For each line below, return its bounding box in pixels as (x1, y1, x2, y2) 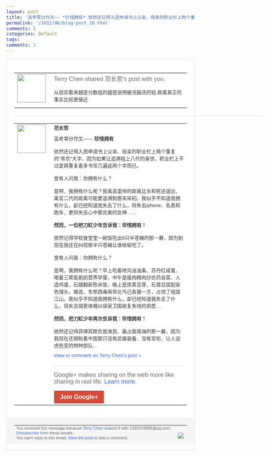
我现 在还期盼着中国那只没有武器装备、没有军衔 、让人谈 (53, 336, 181, 342)
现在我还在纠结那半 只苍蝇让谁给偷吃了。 (53, 242, 147, 248)
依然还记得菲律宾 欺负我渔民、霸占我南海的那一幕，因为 (53, 329, 181, 335)
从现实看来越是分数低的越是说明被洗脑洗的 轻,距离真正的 (53, 89, 182, 96)
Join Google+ (59, 393, 99, 401)
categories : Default (6, 31, 58, 37)
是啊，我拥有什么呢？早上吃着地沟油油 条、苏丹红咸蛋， (53, 267, 181, 274)
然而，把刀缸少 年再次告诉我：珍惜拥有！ (53, 315, 147, 322)
